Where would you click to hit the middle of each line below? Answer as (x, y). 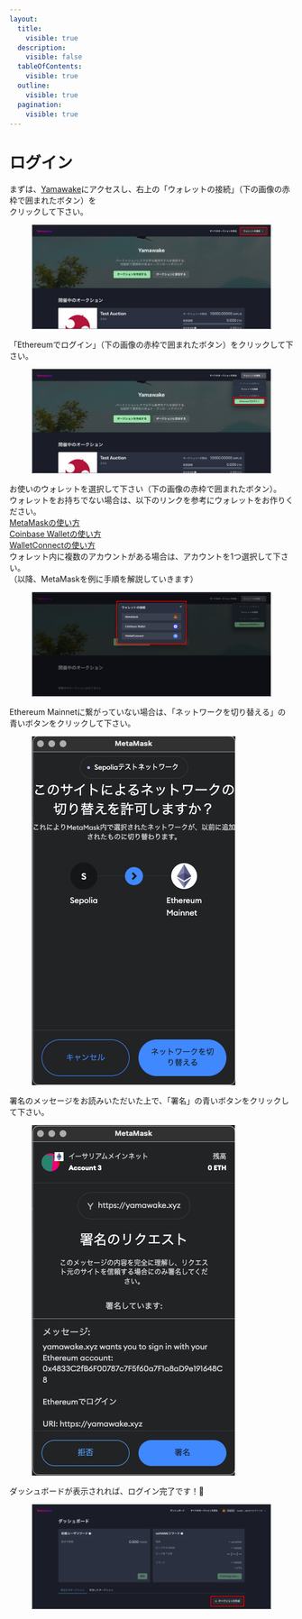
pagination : (40, 105)
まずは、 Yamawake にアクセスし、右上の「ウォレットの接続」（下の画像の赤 (150, 189)
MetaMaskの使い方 (45, 523)
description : (42, 48)
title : (30, 28)
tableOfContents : (50, 67)
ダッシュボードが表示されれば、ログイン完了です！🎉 (107, 1491)
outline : (34, 86)
